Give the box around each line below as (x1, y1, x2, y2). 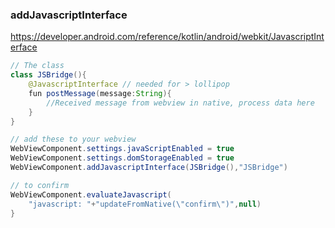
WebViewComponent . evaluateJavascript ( (10, 189, 172, 200)
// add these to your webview (10, 134, 137, 145)
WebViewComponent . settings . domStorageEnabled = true (10, 153, 235, 163)
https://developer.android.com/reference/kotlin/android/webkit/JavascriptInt (10, 31, 325, 43)
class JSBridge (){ (10, 70, 87, 80)
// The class (10, 61, 65, 71)
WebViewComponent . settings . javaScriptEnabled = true (10, 144, 235, 154)
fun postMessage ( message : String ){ (28, 88, 172, 98)
